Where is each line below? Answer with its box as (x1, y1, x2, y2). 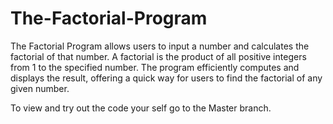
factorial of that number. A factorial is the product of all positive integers (10, 50, 307, 62)
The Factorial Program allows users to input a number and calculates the (10, 40, 310, 52)
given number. (10, 82, 70, 94)
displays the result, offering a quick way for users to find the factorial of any (10, 72, 323, 84)
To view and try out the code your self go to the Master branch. (10, 102, 272, 114)
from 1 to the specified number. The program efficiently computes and (10, 61, 300, 73)
